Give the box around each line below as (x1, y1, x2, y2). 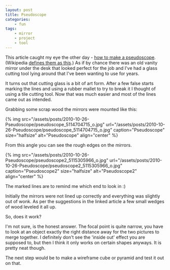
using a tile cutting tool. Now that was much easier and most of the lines (5, 91, 156, 97)
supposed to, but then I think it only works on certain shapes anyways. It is (5, 239, 161, 246)
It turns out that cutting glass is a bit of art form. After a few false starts (5, 80, 154, 86)
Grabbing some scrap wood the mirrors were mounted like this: (5, 106, 138, 112)
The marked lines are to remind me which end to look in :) (5, 183, 126, 189)
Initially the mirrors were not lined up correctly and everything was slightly (5, 193, 160, 199)
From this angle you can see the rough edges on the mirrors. (5, 142, 132, 148)
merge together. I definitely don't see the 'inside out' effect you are (5, 234, 146, 240)
